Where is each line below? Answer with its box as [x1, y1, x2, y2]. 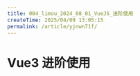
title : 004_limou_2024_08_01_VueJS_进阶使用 [7, 10, 134, 17]
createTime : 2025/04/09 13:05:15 [7, 17, 104, 23]
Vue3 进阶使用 [7, 55, 91, 70]
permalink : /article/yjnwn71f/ [7, 23, 98, 30]
